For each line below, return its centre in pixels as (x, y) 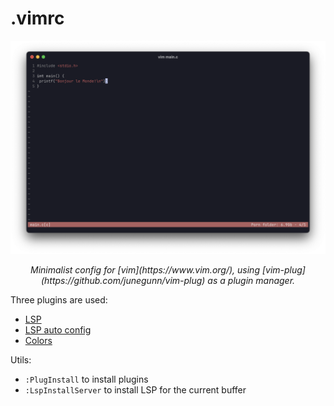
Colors (38, 340)
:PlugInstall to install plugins (86, 379)
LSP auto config (58, 329)
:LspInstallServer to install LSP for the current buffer (135, 389)
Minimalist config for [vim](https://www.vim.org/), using (145, 269)
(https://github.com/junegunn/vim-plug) (123, 280)
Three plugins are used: (59, 299)
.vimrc (37, 18)
